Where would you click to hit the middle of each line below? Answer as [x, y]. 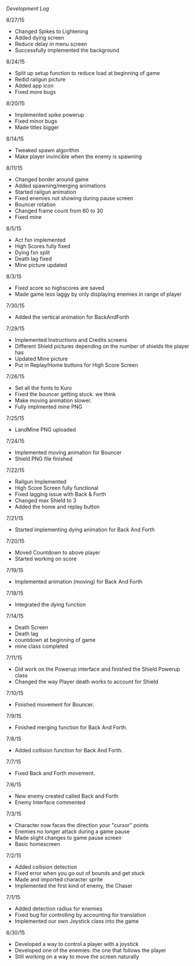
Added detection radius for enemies [58, 908]
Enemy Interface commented [50, 802]
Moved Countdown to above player [57, 552]
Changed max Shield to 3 [45, 500]
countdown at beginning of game [55, 640]
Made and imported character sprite [59, 879]
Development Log [27, 9]
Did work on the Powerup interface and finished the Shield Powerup [97, 669]
